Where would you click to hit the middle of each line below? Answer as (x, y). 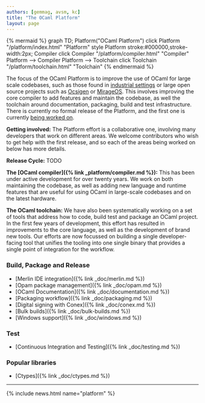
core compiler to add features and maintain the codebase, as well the (93, 98)
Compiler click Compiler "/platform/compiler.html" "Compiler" (112, 54)
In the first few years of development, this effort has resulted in (85, 223)
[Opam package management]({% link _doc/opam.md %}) (88, 285)
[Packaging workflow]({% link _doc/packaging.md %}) (84, 298)
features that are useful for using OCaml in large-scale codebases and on (99, 192)
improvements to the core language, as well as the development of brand (98, 230)
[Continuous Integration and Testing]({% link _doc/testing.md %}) (98, 347)
